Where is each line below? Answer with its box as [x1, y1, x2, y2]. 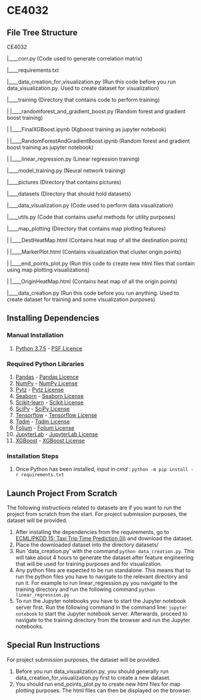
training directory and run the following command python [15, 586, 156, 593]
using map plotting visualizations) [7, 266, 90, 273]
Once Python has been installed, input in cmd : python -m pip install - [15, 466, 194, 473]
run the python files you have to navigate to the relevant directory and [15, 573, 188, 580]
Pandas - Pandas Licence [15, 373, 79, 381]
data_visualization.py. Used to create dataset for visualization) [7, 85, 159, 92]
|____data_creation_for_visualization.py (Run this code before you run [7, 79, 176, 85]
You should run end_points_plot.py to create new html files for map [15, 680, 181, 687]
